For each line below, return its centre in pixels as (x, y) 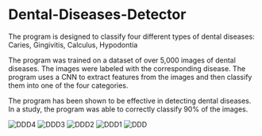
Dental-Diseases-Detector (97, 15)
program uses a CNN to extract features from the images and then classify (130, 77)
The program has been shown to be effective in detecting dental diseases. (130, 100)
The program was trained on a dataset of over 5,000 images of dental (122, 60)
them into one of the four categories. (68, 85)
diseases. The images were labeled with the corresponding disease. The (127, 68)
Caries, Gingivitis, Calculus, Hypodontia (73, 44)
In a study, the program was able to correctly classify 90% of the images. (128, 109)
